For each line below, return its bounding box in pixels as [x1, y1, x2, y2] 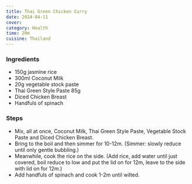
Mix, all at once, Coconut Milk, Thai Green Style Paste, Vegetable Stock [14, 127, 186, 135]
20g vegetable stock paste [14, 81, 79, 88]
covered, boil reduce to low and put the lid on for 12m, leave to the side [14, 159, 186, 166]
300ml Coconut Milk [14, 74, 64, 82]
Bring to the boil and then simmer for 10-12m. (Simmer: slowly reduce [14, 140, 181, 147]
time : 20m [6, 30, 30, 36]
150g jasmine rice [14, 69, 57, 76]
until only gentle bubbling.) [14, 146, 79, 153]
